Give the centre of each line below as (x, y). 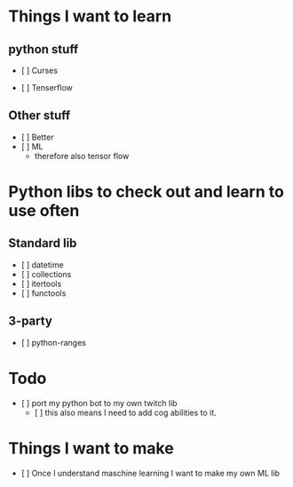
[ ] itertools (41, 283)
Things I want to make (91, 448)
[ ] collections (46, 274)
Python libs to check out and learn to (146, 192)
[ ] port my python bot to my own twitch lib (99, 403)
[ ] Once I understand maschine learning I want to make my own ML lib (150, 473)
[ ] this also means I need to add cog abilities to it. (125, 412)
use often (44, 211)
